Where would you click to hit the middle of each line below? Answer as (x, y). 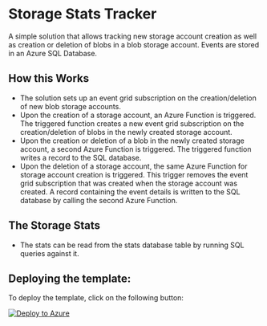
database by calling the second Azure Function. (99, 200)
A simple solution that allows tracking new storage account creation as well (133, 36)
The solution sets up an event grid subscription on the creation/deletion (138, 98)
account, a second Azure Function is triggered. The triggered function (136, 149)
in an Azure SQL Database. (53, 53)
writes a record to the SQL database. (81, 157)
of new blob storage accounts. (71, 106)
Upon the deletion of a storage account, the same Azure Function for (133, 166)
